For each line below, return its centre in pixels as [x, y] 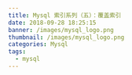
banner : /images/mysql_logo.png [61, 30]
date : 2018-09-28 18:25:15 [52, 23]
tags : [17, 52]
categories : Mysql [38, 45]
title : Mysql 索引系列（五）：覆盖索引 [65, 15]
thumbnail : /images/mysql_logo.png [66, 37]
